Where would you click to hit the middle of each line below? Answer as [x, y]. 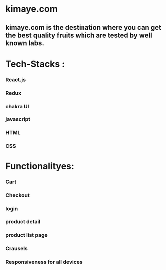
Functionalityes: [40, 166]
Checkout [18, 195]
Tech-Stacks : [35, 64]
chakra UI [17, 106]
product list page [27, 235]
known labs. [25, 43]
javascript [18, 119]
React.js [16, 79]
